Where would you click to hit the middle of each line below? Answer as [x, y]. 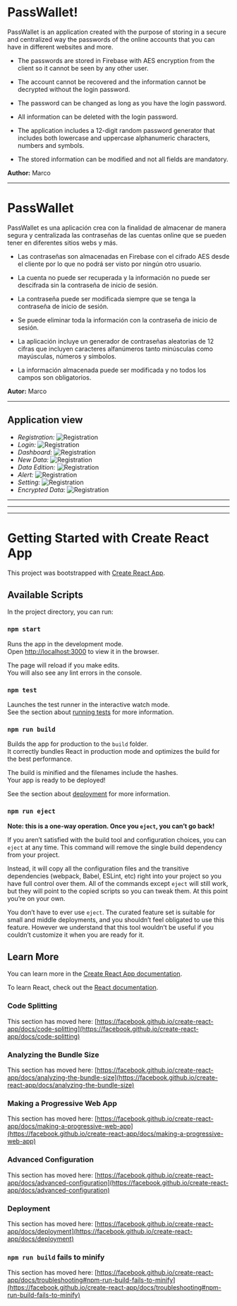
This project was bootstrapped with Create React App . [86, 573]
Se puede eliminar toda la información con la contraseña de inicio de [117, 320]
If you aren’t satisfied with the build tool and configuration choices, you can [117, 839]
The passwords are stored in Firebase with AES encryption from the [116, 60]
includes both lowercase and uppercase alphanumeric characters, [114, 138]
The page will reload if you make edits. [63, 665]
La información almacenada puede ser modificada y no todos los [112, 370]
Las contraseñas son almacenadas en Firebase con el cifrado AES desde [123, 256]
